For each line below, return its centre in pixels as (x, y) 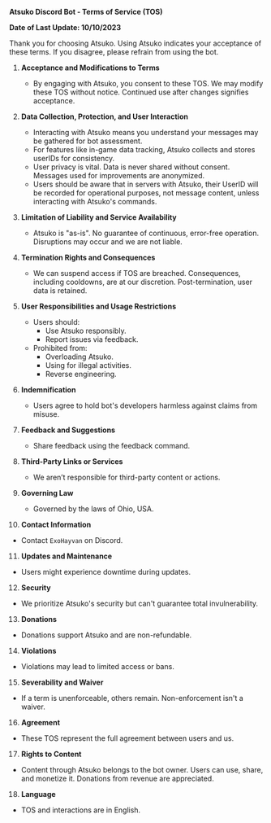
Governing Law (47, 493)
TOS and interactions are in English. (81, 810)
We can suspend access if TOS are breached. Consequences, (137, 273)
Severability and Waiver (62, 682)
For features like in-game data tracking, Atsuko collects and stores (144, 149)
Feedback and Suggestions (68, 430)
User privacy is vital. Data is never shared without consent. (131, 167)
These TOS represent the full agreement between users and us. (127, 738)
